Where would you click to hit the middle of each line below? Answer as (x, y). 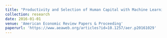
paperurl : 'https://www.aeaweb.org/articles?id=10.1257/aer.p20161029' (81, 28)
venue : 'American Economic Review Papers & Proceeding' (64, 23)
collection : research (28, 14)
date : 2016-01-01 (23, 19)
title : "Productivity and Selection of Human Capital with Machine (77, 10)
